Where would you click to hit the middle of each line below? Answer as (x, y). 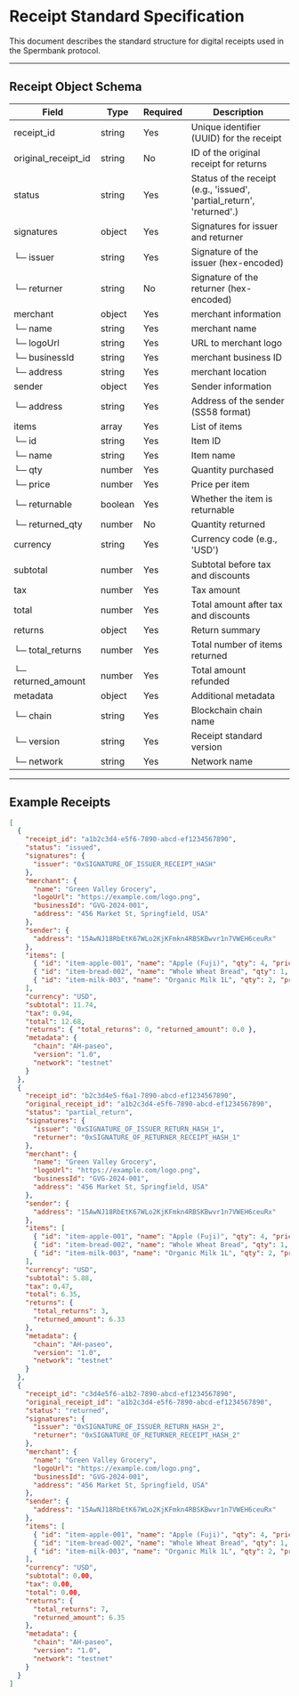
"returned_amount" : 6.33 (79, 1319)
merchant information (236, 313)
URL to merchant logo (237, 343)
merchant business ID (237, 357)
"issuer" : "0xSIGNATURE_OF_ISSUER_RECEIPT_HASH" (125, 864)
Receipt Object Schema (76, 87)
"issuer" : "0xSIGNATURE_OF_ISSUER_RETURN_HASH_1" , (129, 1129)
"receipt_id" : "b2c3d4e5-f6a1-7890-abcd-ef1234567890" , (131, 1096)
